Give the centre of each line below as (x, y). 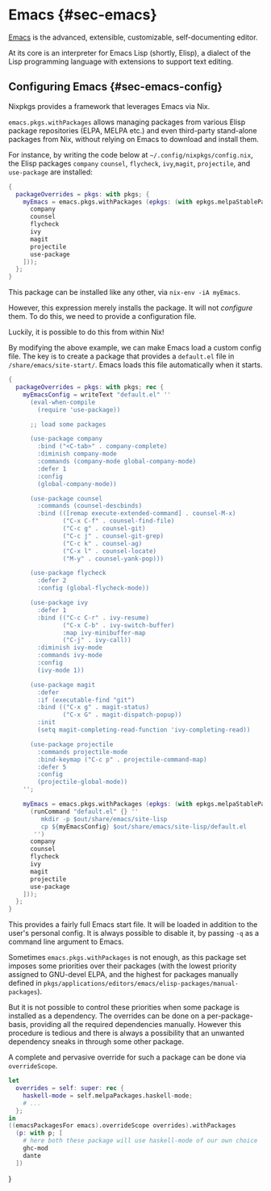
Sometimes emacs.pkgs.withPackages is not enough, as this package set (127, 958)
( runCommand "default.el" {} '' (84, 811)
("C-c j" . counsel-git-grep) (113, 536)
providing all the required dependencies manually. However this (135, 1025)
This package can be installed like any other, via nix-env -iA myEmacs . (124, 292)
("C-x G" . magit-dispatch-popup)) (122, 715)
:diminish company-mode (77, 454)
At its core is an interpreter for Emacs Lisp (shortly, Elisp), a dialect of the (130, 52)
